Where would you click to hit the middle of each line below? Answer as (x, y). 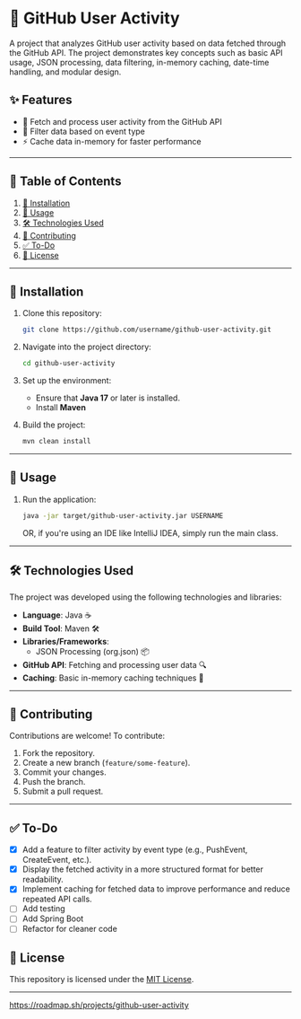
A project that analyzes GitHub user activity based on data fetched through (148, 43)
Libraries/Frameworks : (65, 641)
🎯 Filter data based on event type (83, 131)
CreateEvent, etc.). (57, 860)
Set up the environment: (67, 381)
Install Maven (61, 408)
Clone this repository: (62, 313)
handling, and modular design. (65, 72)
